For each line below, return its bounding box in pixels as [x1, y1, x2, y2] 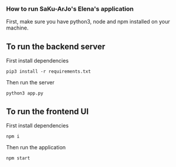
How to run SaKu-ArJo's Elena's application [6, 5, 134, 13]
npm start [6, 155, 31, 161]
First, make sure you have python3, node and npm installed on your [6, 18, 170, 25]
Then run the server [6, 79, 55, 86]
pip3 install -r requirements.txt [6, 68, 92, 75]
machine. [6, 24, 29, 31]
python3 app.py [6, 90, 44, 96]
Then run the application [6, 143, 66, 150]
